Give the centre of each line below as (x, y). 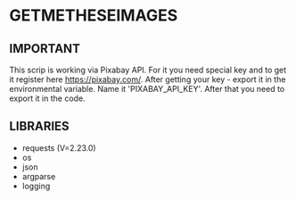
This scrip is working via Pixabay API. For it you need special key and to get (148, 70)
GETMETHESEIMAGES (94, 16)
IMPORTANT (45, 49)
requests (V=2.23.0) (59, 147)
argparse (39, 176)
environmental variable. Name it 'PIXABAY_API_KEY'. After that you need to (147, 89)
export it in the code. (48, 98)
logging (36, 186)
